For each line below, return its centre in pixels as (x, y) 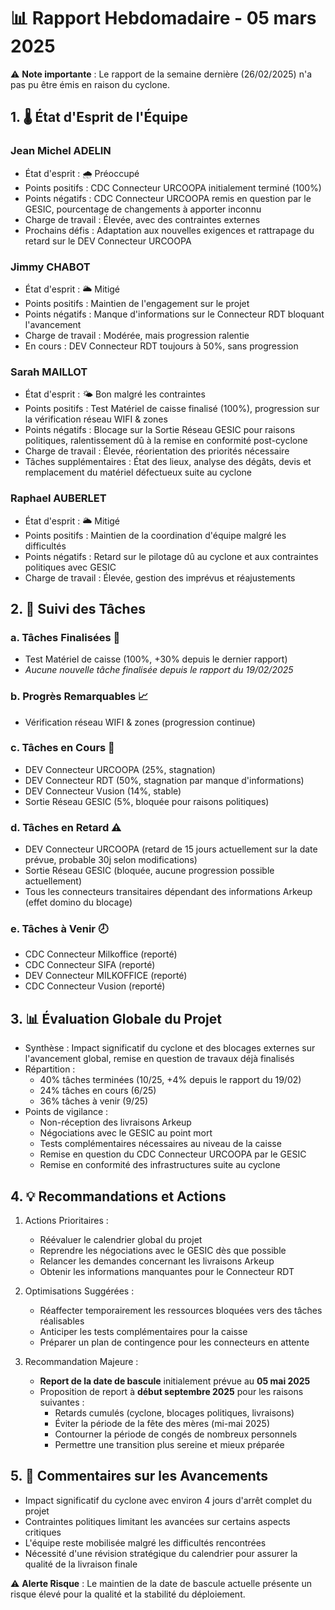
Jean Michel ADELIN (61, 151)
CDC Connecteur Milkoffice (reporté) (101, 954)
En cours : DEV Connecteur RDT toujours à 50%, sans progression (161, 346)
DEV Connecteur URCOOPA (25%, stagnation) (120, 769)
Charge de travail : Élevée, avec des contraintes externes (142, 219)
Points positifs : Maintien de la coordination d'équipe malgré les (155, 535)
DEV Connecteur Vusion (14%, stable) (103, 791)
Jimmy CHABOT (50, 267)
